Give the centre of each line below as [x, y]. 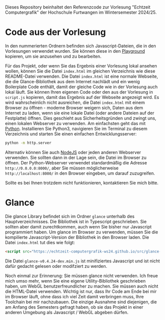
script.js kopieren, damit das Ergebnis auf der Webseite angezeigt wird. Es [82, 97]
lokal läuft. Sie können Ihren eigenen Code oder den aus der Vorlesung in [79, 92]
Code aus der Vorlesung [55, 32]
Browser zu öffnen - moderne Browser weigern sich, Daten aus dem [74, 107]
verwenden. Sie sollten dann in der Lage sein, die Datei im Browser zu [76, 158]
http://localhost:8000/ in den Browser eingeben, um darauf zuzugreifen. [80, 173]
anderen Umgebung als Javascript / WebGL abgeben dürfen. [67, 312]
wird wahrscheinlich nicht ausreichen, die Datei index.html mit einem [75, 102]
